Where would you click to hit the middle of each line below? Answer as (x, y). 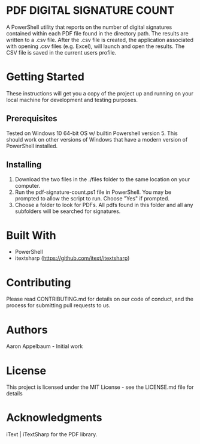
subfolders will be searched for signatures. (68, 211)
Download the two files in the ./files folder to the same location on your (102, 179)
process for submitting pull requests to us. (58, 305)
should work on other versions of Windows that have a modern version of (97, 139)
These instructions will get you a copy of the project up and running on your (100, 93)
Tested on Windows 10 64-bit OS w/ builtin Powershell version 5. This (92, 133)
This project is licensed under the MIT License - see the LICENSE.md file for (100, 387)
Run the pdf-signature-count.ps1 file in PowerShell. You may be (93, 192)
